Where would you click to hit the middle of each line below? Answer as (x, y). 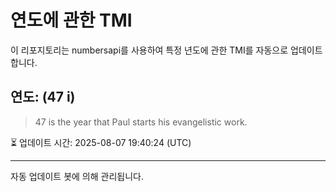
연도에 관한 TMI (71, 20)
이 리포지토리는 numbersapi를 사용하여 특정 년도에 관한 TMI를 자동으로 (149, 50)
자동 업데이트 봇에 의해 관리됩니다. (77, 176)
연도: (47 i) (43, 97)
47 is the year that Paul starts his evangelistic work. (141, 122)
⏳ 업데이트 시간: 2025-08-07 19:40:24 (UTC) (101, 142)
